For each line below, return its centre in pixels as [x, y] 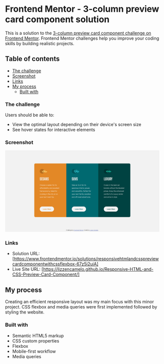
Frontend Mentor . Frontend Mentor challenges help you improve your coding [82, 38]
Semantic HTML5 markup [38, 336]
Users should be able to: [30, 115]
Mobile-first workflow [34, 351]
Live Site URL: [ [28, 269]
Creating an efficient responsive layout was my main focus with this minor [80, 302]
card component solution [57, 19]
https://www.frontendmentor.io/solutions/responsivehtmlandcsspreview [86, 259]
